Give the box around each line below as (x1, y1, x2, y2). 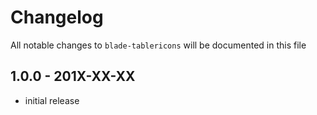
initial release (24, 94, 80, 106)
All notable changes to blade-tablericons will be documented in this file (10, 39, 307, 51)
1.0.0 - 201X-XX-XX (10, 68, 136, 85)
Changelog (10, 6, 104, 29)
